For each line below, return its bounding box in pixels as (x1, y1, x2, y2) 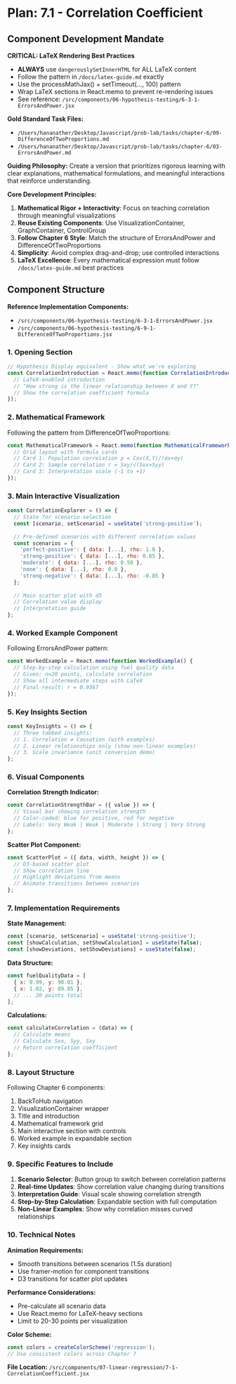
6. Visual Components (7, 772, 85, 782)
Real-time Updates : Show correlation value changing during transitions (17, 1182, 225, 1191)
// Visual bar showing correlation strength (13, 808, 146, 815)
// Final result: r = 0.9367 (13, 683, 99, 691)
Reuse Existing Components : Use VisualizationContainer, (17, 219, 185, 227)
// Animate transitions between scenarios (13, 880, 140, 888)
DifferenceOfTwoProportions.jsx (17, 331, 112, 338)
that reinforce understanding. (7, 177, 92, 185)
